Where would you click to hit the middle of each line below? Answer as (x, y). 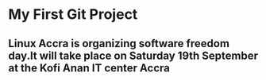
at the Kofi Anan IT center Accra (89, 68)
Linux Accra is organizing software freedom (119, 44)
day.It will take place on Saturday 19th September (133, 55)
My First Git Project (73, 15)
